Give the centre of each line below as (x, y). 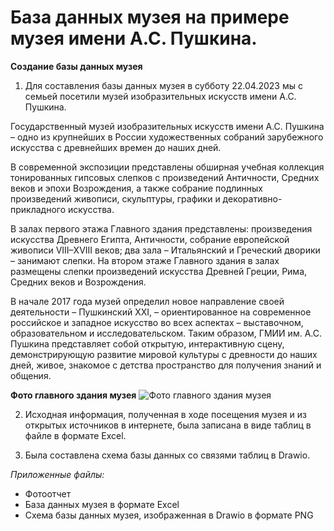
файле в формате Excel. (75, 435)
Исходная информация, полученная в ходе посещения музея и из (165, 414)
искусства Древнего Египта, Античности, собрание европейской (150, 239)
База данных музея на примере (150, 17)
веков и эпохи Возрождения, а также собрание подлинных (136, 188)
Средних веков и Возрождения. (78, 282)
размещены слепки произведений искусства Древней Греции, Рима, (159, 271)
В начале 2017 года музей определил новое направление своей (147, 301)
